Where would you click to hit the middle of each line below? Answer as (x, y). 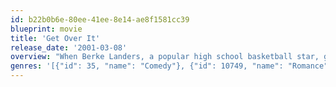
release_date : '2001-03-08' (69, 47)
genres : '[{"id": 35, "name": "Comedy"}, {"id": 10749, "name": (147, 66)
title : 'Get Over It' (55, 38)
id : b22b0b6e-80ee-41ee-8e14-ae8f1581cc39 (100, 19)
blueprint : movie (46, 29)
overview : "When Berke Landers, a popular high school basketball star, (165, 57)
